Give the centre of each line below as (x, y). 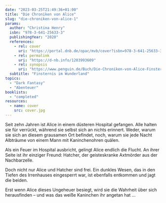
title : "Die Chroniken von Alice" (41, 14)
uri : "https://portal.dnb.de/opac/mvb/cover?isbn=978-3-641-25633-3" (91, 51)
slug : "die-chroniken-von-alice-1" (42, 19)
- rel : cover (27, 46)
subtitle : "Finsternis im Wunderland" (50, 74)
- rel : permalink (32, 55)
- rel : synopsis (31, 65)
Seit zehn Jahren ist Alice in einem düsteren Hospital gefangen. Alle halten (81, 124)
